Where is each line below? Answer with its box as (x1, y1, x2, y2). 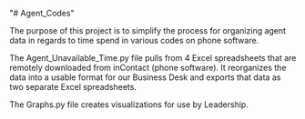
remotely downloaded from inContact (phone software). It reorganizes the (9, 63, 287, 73)
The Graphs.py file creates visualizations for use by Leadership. (9, 99, 249, 110)
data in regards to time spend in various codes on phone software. (9, 35, 259, 45)
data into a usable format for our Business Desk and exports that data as (9, 72, 281, 83)
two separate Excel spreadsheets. (9, 82, 137, 92)
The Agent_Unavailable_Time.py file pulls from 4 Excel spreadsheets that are (9, 53, 297, 63)
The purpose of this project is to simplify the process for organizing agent (9, 25, 287, 35)
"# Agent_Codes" (9, 8, 75, 18)
